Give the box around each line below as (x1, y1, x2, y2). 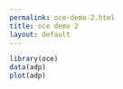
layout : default (9, 30, 71, 39)
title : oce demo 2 (9, 22, 79, 31)
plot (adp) (9, 71, 47, 81)
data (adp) (9, 63, 47, 72)
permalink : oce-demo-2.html (9, 13, 116, 22)
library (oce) (9, 55, 59, 64)
